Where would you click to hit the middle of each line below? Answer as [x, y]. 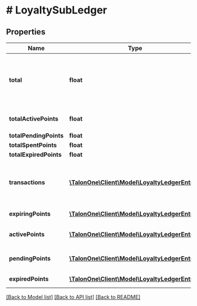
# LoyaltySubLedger [57, 10]
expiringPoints [30, 214]
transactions [27, 182]
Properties [26, 32]
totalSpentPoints [33, 145]
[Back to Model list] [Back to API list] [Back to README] [73, 297]
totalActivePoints [34, 119]
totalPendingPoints [36, 135]
